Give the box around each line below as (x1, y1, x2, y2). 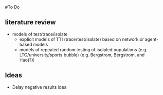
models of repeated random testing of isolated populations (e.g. (19, 46, 147, 53)
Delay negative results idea (12, 84, 67, 90)
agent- (145, 36, 159, 42)
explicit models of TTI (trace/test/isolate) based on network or (19, 36, 145, 42)
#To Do (5, 4, 20, 10)
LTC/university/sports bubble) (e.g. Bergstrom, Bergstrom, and (19, 52, 145, 57)
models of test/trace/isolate (12, 31, 68, 37)
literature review (5, 18, 56, 26)
